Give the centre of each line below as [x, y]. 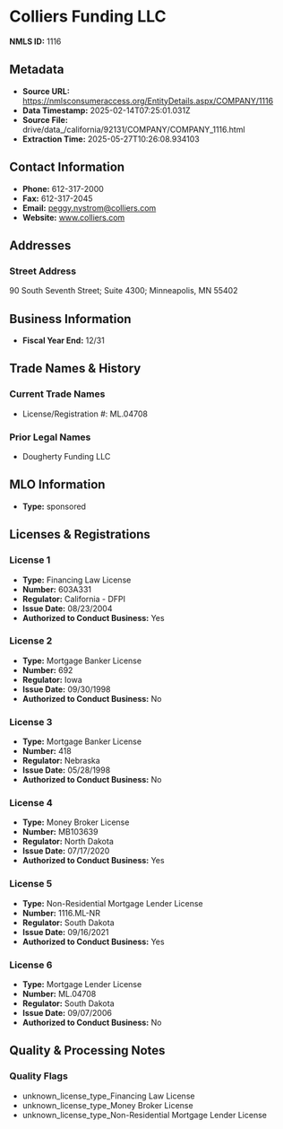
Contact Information [67, 167]
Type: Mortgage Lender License [82, 985]
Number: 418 [47, 751]
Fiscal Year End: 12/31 [63, 341]
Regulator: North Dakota [68, 842]
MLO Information [57, 485]
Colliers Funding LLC [88, 17]
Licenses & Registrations [80, 534]
